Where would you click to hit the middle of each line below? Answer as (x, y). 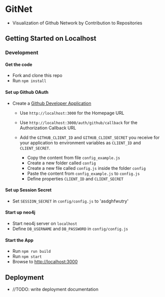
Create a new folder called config (61, 163)
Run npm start (27, 256)
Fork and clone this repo (37, 75)
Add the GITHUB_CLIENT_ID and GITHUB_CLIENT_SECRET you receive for (90, 137)
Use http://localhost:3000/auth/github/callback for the (79, 122)
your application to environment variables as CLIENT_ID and (80, 143)
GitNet (19, 9)
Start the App (19, 240)
